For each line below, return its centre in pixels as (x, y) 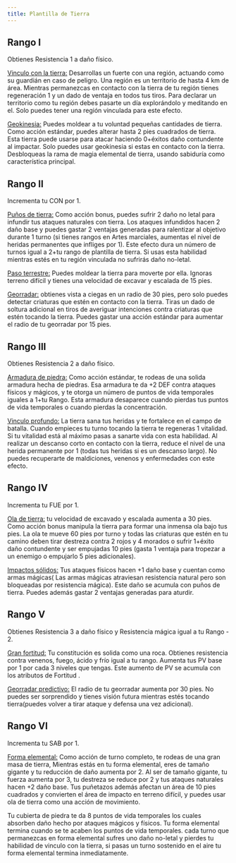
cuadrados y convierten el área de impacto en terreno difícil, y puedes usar (117, 794)
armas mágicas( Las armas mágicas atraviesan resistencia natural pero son (117, 577)
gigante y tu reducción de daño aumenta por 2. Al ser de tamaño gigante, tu (117, 772)
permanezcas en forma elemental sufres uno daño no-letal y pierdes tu (111, 838)
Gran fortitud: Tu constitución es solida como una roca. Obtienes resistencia (118, 653)
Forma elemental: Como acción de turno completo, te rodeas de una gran (114, 756)
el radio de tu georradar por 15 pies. (59, 325)
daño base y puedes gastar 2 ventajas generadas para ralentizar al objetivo (117, 229)
